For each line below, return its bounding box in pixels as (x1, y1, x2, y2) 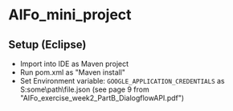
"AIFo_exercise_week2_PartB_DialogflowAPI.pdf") (19, 93, 185, 102)
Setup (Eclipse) (8, 38, 87, 51)
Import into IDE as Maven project (19, 59, 129, 68)
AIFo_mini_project (8, 6, 132, 24)
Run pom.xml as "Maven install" (19, 68, 126, 77)
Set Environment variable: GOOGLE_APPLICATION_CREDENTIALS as (19, 76, 225, 85)
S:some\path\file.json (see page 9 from (19, 84, 150, 94)
